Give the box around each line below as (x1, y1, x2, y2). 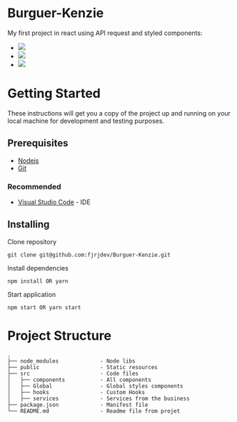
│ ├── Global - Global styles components (7, 382, 183, 390)
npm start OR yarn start (7, 303, 81, 311)
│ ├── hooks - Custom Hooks (7, 388, 145, 396)
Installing (7, 218, 50, 231)
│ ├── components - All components (7, 376, 152, 383)
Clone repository (7, 237, 57, 246)
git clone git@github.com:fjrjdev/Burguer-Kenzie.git (7, 251, 171, 258)
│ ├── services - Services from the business (7, 395, 191, 402)
